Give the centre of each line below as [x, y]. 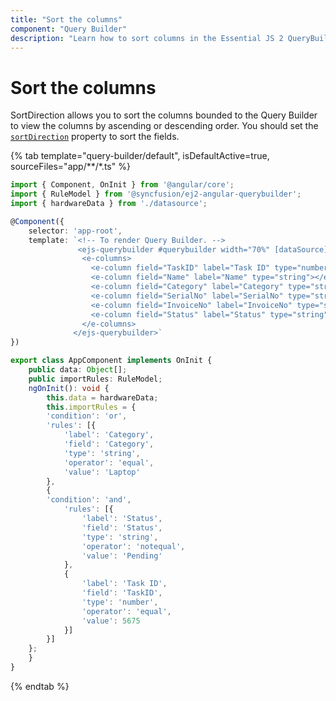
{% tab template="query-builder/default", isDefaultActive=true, [140, 156]
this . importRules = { [91, 407]
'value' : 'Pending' [122, 556]
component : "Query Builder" [69, 29]
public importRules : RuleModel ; [95, 379]
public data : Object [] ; [78, 370]
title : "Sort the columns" [66, 19]
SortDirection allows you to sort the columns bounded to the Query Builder [164, 115]
